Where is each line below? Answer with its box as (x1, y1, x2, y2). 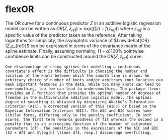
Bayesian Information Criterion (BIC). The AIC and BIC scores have (5, 108, 152, 113)
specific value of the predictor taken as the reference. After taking (5, 32, 142, 38)
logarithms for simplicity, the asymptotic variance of (5, 37, 113, 43)
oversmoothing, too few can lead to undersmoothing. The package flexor (5, 86, 161, 91)
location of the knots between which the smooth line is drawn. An (5, 73, 150, 78)
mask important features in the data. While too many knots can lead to (5, 82, 161, 87)
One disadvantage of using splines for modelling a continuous (5, 64, 141, 69)
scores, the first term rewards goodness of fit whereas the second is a (5, 117, 163, 122)
